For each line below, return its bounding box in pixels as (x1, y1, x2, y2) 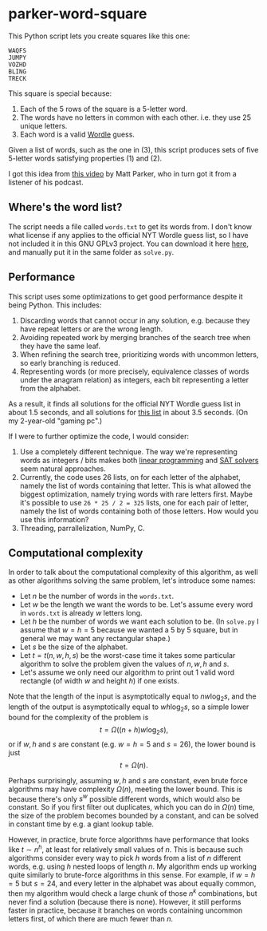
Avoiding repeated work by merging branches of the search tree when (19, 332, 251, 342)
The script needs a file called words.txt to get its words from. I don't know (8, 221, 253, 232)
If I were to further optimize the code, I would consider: (8, 431, 190, 441)
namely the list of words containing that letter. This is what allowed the (19, 481, 252, 490)
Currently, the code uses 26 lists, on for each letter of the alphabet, (19, 472, 241, 481)
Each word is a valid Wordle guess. (19, 129, 135, 139)
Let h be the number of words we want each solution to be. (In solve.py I (19, 616, 259, 627)
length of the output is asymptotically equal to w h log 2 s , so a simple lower (8, 702, 249, 713)
